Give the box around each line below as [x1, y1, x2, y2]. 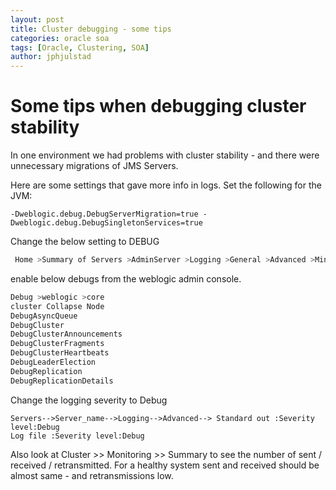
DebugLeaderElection [10, 357, 97, 368]
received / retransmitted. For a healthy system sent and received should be [10, 459, 320, 471]
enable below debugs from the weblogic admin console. [10, 272, 242, 285]
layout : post [10, 14, 65, 25]
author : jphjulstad [10, 52, 92, 62]
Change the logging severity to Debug [10, 394, 168, 406]
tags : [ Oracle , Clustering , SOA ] [10, 42, 150, 53]
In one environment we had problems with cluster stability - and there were [10, 149, 320, 161]
